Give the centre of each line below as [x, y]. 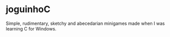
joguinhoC [28, 9]
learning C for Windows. [31, 28]
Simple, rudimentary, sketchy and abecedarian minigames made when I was [85, 23]
